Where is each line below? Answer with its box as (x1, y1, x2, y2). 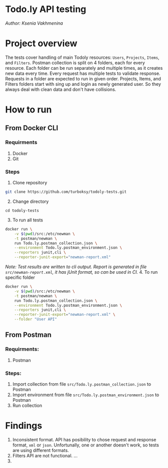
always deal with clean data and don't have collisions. (5, 86, 116, 92)
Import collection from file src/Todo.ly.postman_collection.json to (12, 381, 151, 387)
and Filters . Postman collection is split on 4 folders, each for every (5, 59, 145, 66)
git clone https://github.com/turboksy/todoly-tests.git (5, 189, 127, 194)
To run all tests (12, 217, 44, 223)
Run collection (12, 403, 43, 409)
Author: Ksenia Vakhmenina (5, 20, 63, 26)
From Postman (5, 330, 52, 339)
